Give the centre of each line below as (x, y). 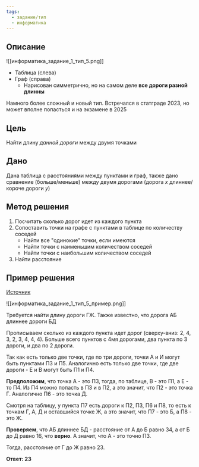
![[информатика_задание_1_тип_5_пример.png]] (66, 303)
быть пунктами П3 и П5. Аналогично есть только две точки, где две (93, 363)
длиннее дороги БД (31, 321)
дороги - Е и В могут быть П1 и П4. (50, 370)
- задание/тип (29, 17)
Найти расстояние (38, 259)
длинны (34, 92)
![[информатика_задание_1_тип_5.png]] (55, 61)
